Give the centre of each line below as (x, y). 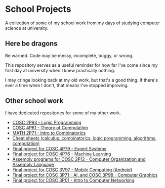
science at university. (27, 28)
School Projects (38, 9)
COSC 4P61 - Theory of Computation (50, 128)
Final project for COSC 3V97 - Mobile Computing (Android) (72, 170)
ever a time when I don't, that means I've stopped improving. (67, 85)
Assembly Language (33, 164)
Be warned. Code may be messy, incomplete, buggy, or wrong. (69, 55)
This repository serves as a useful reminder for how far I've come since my (82, 65)
